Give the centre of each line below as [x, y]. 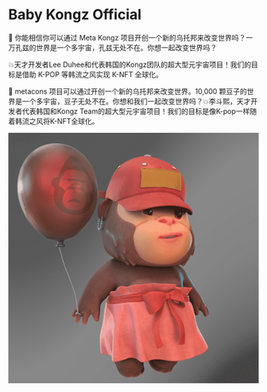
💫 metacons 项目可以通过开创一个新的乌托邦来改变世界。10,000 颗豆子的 [128, 91]
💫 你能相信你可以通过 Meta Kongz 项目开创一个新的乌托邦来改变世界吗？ [127, 37]
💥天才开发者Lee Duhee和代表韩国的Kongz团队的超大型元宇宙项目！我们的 [130, 64]
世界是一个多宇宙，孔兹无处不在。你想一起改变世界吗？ [126, 47]
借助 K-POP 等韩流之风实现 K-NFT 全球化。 [92, 74]
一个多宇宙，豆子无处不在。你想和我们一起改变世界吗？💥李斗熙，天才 [136, 101]
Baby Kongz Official [75, 15]
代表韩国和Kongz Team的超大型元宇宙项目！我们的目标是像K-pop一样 [136, 111]
